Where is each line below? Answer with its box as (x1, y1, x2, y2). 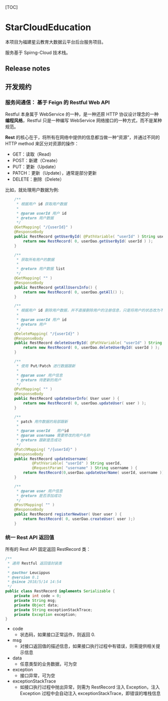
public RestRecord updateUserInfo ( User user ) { (14, 396, 120, 401)
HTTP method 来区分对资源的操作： (5, 141, 79, 147)
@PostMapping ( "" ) (14, 502, 55, 507)
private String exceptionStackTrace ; (14, 607, 93, 612)
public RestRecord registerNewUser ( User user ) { (14, 512, 122, 517)
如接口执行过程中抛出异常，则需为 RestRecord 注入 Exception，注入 (19, 684, 160, 690)
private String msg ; (14, 598, 57, 603)
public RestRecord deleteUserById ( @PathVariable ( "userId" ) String (14, 340, 162, 346)
